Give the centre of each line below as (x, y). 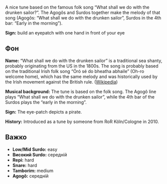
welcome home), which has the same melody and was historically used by (82, 76)
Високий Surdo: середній (40, 154)
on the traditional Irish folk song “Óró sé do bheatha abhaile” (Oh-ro (75, 71)
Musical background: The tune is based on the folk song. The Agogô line (81, 91)
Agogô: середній (30, 176)
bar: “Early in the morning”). (34, 23)
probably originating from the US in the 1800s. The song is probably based (82, 66)
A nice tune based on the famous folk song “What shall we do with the (77, 7)
